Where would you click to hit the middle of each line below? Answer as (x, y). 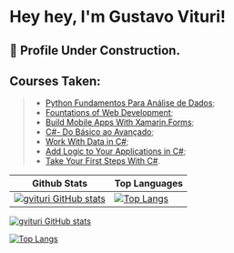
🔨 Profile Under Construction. (95, 51)
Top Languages (149, 184)
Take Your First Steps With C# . (103, 161)
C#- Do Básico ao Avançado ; (100, 132)
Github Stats (60, 184)
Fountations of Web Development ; (109, 113)
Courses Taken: (56, 81)
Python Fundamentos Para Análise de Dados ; (130, 103)
